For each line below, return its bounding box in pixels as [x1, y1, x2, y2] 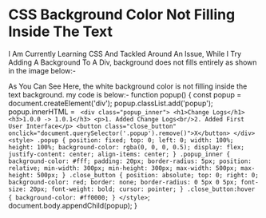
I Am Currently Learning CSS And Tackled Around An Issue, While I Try [8, 49, 242, 58]
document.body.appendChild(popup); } [8, 200, 137, 210]
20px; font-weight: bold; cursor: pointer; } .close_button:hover [29, 185, 256, 193]
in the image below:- [8, 65, 76, 75]
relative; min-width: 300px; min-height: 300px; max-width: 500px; [8, 164, 238, 172]
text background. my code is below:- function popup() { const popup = [8, 89, 242, 99]
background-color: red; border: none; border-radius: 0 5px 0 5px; [8, 178, 238, 186]
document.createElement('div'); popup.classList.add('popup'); [8, 98, 213, 108]
